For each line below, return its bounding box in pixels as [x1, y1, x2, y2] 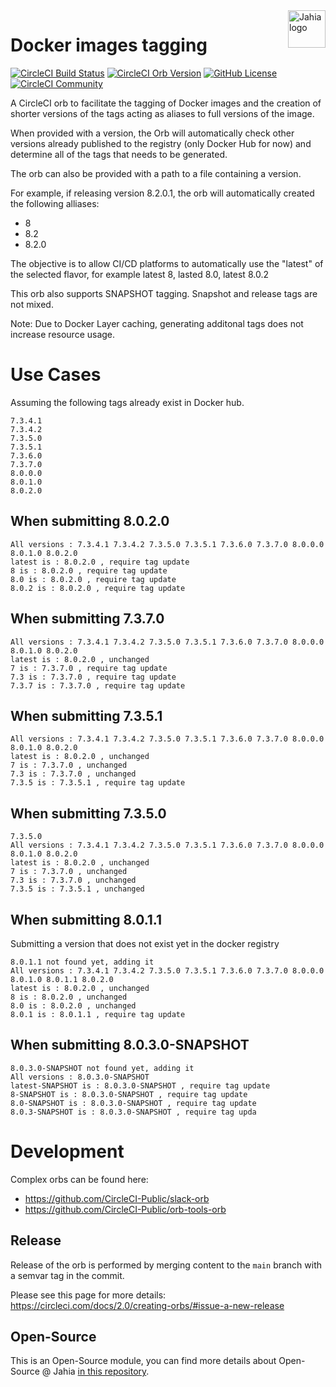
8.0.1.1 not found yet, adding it [10, 957, 155, 967]
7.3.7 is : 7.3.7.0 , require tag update [10, 680, 186, 691]
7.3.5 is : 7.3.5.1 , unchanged [10, 884, 145, 894]
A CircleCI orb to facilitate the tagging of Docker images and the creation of [10, 97, 322, 109]
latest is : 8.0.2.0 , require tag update [10, 557, 190, 567]
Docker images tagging [10, 34, 208, 57]
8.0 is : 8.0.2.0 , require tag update [10, 574, 177, 584]
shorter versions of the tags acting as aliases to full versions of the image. [10, 107, 315, 119]
